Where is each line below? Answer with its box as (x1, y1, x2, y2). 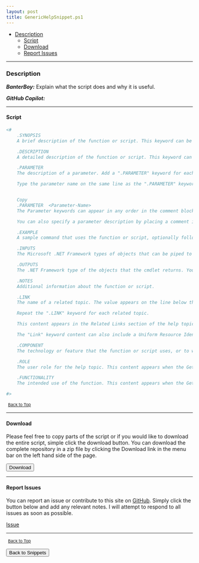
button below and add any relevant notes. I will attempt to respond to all (6, 503, 181, 510)
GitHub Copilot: (6, 94, 46, 101)
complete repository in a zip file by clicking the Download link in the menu (6, 446, 187, 453)
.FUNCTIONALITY (17, 375, 54, 381)
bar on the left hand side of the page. (6, 452, 97, 459)
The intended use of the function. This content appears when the (17, 380, 184, 386)
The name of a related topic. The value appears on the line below (17, 300, 187, 306)
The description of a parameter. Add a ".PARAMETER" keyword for (17, 170, 182, 177)
